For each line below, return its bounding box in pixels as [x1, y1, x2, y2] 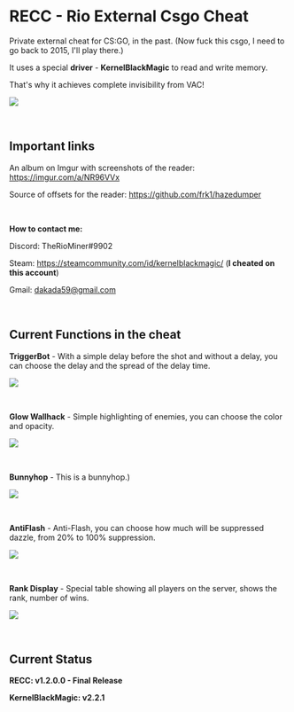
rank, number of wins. [9, 592, 89, 603]
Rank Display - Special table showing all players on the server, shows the [9, 583, 277, 593]
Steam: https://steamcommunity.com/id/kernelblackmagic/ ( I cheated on [9, 257, 275, 268]
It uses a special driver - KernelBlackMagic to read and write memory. [9, 62, 268, 73]
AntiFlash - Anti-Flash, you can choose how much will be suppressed [9, 522, 264, 533]
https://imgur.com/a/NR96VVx [9, 171, 120, 183]
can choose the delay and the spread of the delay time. [9, 360, 211, 371]
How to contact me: [9, 223, 83, 234]
